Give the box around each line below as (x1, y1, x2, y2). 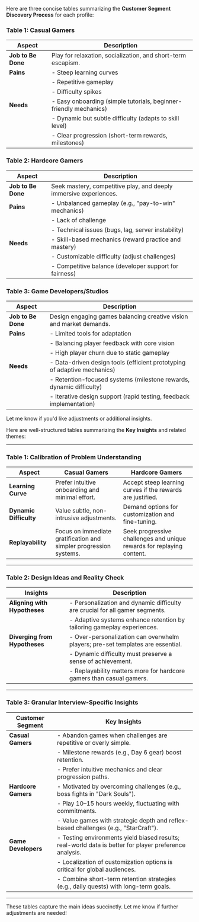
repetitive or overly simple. (57, 738, 131, 747)
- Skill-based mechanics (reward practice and (51, 235, 181, 244)
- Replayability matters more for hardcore (69, 667, 185, 675)
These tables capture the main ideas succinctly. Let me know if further (6, 903, 179, 910)
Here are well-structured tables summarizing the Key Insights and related (6, 426, 187, 433)
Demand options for (123, 503, 179, 511)
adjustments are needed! (6, 909, 67, 916)
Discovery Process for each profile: (6, 11, 94, 18)
